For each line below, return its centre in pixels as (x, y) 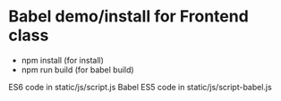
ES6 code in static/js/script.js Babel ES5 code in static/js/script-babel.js (140, 87)
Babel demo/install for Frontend (129, 17)
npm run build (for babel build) (78, 70)
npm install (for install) (63, 60)
